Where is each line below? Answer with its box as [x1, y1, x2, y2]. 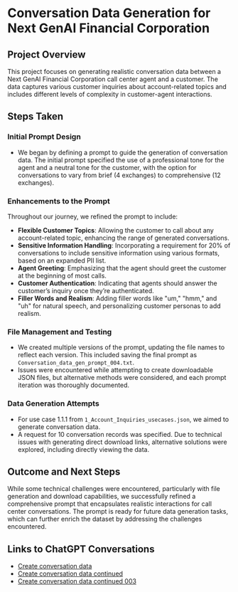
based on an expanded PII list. [17, 256, 107, 265]
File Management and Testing [7, 327, 112, 337]
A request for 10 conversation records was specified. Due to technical [17, 430, 222, 438]
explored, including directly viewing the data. [17, 445, 150, 453]
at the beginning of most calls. [17, 271, 107, 280]
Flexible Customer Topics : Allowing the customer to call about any [17, 226, 215, 234]
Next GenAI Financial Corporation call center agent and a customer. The [7, 75, 219, 83]
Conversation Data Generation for [7, 5, 211, 21]
